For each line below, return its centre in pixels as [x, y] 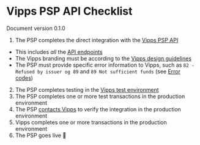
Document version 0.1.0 [36, 28]
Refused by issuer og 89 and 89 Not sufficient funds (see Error [98, 71]
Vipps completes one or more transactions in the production [91, 122]
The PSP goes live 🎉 [41, 135]
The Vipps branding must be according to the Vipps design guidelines [103, 58]
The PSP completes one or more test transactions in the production [100, 96]
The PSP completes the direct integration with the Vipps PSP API [97, 40]
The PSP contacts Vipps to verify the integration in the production [98, 109]
